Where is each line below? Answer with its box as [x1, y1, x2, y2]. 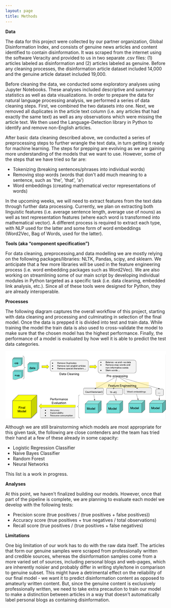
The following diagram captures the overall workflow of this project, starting [5, 308, 165, 315]
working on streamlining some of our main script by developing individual [5, 272, 160, 278]
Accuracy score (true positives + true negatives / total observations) [12, 517, 157, 523]
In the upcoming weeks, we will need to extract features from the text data [5, 198, 162, 204]
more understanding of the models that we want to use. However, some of [5, 151, 162, 157]
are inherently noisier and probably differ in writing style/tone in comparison [5, 564, 165, 571]
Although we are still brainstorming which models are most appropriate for [5, 424, 162, 430]
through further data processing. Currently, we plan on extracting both [5, 203, 154, 209]
